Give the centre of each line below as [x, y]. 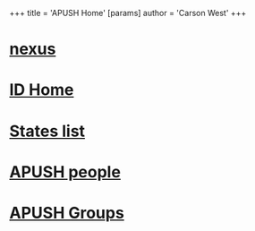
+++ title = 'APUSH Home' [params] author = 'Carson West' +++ [128, 13]
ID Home [42, 90]
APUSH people [65, 171]
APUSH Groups [67, 213]
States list [47, 131]
